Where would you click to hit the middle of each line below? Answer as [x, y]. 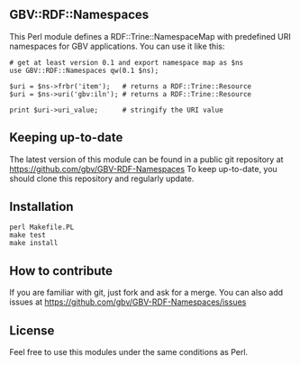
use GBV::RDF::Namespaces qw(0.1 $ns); [84, 70]
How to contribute [61, 271]
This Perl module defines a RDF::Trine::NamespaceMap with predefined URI [150, 36]
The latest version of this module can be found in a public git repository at [146, 159]
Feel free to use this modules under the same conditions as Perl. [129, 352]
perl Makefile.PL [42, 228]
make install [34, 243]
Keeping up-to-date [66, 137]
